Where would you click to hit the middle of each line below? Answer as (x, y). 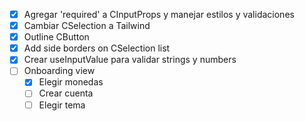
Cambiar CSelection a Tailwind (87, 26)
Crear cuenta (66, 93)
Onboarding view (59, 71)
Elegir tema (62, 105)
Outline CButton (56, 37)
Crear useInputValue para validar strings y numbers (130, 60)
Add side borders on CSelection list (97, 48)
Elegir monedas (71, 82)
